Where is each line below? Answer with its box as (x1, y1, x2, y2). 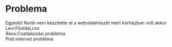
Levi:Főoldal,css (5, 25, 40, 31)
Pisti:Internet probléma (5, 36, 54, 42)
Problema (5, 3, 47, 15)
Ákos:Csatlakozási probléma (5, 30, 66, 36)
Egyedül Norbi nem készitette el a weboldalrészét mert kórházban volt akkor (5, 20, 167, 26)
